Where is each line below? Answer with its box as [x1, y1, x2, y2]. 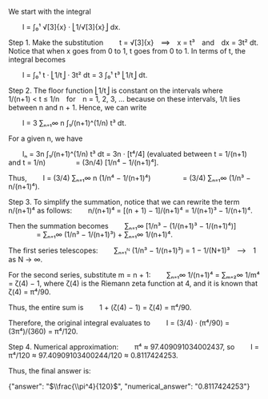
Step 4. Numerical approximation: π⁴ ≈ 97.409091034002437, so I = [8, 342, 260, 351]
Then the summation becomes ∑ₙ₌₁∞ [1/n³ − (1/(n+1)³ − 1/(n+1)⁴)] [8, 221, 237, 230]
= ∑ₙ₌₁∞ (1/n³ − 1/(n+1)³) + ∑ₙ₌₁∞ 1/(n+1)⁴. [36, 229, 174, 239]
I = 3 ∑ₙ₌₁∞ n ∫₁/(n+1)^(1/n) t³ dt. [22, 118, 126, 127]
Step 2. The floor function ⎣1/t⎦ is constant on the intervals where [8, 86, 224, 95]
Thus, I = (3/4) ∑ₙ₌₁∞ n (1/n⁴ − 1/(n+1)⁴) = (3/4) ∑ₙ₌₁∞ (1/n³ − [8, 174, 251, 182]
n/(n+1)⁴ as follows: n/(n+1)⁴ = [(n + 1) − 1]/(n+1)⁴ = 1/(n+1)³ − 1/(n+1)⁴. [8, 205, 254, 215]
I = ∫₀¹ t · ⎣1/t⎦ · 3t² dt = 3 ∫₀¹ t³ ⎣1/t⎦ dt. [22, 70, 148, 79]
